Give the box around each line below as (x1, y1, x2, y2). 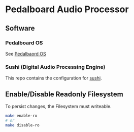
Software (5, 24, 35, 33)
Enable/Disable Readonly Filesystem (5, 90, 123, 98)
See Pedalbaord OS (5, 50, 47, 57)
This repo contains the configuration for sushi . (5, 75, 103, 81)
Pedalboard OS (5, 39, 43, 46)
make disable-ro (5, 122, 40, 128)
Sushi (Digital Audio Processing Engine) (5, 63, 106, 70)
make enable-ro (5, 113, 38, 118)
